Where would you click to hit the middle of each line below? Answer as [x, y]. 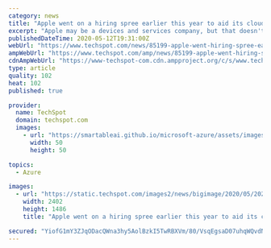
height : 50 [48, 150]
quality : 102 [30, 76]
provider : [25, 105]
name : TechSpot [41, 113]
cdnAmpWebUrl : [32, 61]
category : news [34, 16]
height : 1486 [45, 209]
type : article [32, 68]
